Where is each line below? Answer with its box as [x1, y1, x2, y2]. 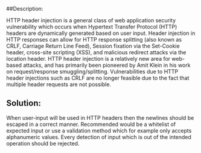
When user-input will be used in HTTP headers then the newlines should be [6, 114, 194, 121]
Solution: [6, 98, 41, 108]
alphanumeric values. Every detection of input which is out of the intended [6, 133, 192, 140]
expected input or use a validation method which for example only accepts [6, 126, 192, 134]
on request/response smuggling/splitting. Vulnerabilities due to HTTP [6, 68, 179, 75]
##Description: [6, 5, 43, 12]
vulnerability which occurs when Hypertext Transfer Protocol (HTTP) [6, 23, 177, 30]
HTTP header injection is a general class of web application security [6, 17, 176, 23]
